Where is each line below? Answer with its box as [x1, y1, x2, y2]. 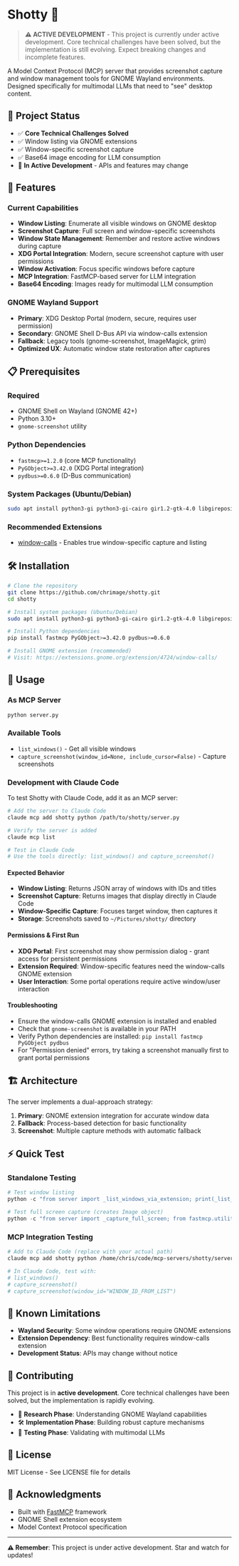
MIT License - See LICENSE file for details [7, 1468, 131, 1476]
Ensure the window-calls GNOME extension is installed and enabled [17, 1016, 217, 1025]
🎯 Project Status [7, 110, 80, 122]
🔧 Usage [7, 674, 45, 686]
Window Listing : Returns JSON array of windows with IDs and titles [17, 884, 217, 893]
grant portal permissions [17, 1053, 90, 1062]
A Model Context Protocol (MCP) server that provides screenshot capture [7, 66, 223, 75]
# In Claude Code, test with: [7, 1267, 97, 1275]
